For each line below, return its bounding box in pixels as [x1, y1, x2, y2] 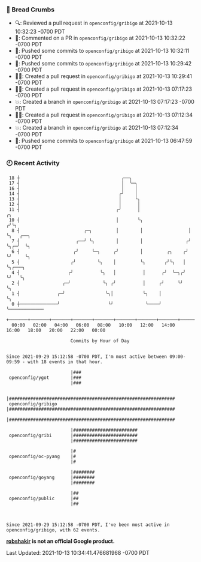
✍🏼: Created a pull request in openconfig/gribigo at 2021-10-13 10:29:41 [14, 73, 193, 80]
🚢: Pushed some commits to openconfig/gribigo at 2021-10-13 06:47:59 [14, 137, 193, 145]
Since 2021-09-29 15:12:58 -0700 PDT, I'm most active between [6, 354, 167, 360]
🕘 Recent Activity [6, 159, 60, 168]
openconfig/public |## [8, 495, 79, 501]
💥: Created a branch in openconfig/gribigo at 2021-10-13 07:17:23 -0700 [14, 98, 194, 106]
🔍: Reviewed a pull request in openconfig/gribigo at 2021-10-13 [14, 19, 173, 26]
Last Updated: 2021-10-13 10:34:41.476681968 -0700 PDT [6, 549, 150, 556]
